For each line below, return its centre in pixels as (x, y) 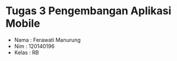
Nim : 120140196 (34, 46)
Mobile (23, 23)
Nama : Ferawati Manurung (47, 40)
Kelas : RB (26, 52)
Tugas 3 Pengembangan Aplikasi (88, 11)
